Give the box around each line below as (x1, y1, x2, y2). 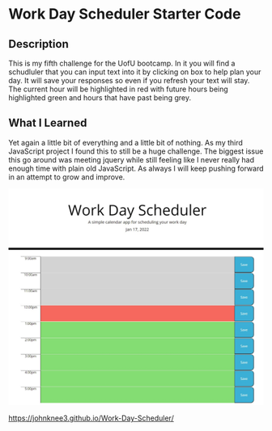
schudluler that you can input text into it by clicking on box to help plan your (8, 67, 261, 77)
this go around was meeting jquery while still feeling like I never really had (8, 154, 255, 164)
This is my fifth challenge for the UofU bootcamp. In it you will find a (8, 58, 236, 68)
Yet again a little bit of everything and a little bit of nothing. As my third (8, 137, 243, 147)
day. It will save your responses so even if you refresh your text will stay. (8, 76, 250, 85)
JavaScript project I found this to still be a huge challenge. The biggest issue (8, 146, 264, 156)
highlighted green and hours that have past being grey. (8, 93, 192, 102)
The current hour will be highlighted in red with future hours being (8, 84, 228, 94)
